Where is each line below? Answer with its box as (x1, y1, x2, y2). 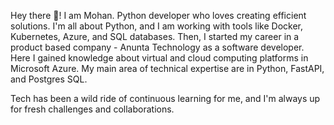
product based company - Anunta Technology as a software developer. (10, 41, 305, 53)
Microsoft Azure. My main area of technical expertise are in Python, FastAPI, (10, 63, 325, 74)
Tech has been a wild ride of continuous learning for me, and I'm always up (10, 93, 321, 104)
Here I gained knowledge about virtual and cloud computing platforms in (10, 52, 309, 64)
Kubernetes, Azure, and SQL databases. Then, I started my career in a (10, 31, 300, 42)
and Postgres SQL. (10, 73, 88, 85)
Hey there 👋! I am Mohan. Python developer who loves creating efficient (10, 10, 307, 21)
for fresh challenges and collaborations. (10, 103, 175, 115)
